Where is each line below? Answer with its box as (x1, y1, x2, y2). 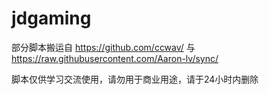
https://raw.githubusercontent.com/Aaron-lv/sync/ (11, 52, 219, 64)
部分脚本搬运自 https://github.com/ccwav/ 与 (11, 41, 196, 53)
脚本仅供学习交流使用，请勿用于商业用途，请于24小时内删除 (11, 73, 259, 85)
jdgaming (11, 7, 92, 30)
